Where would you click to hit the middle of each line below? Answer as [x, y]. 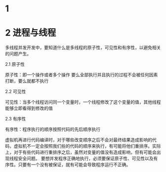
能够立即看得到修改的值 [29, 108]
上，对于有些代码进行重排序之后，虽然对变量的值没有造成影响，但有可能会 [81, 152]
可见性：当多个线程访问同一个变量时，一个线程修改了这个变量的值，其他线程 [83, 102]
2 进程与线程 [31, 33]
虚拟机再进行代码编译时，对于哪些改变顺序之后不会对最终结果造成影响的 [79, 140]
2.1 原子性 [15, 64]
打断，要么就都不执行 [27, 81]
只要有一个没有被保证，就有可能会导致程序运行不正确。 [74, 165]
